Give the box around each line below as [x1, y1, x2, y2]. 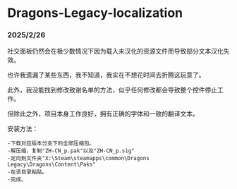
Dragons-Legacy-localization [7, 5, 183, 21]
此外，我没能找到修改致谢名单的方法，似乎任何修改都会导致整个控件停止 [7, 86, 217, 94]
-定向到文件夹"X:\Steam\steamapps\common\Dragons [7, 155, 150, 162]
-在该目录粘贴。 [7, 169, 48, 176]
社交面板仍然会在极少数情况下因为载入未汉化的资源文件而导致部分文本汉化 [7, 47, 224, 56]
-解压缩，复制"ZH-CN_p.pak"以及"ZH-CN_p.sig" [7, 147, 135, 154]
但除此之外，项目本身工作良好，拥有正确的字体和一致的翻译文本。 [7, 109, 199, 118]
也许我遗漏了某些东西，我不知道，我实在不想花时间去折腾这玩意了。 [7, 71, 205, 79]
